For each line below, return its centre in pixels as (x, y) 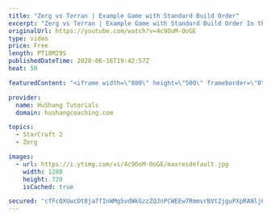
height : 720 (43, 179)
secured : (23, 201)
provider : (25, 98)
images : (21, 157)
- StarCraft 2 (39, 135)
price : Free (28, 46)
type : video (28, 38)
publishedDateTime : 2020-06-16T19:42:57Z (79, 61)
